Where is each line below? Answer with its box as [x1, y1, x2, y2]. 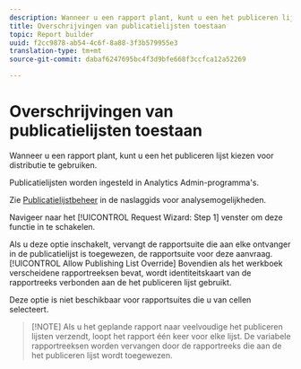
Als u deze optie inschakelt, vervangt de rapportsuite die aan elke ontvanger [9, 239, 291, 250]
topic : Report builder [9, 30, 94, 39]
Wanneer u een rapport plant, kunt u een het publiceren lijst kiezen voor [9, 150, 274, 161]
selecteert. [9, 303, 49, 314]
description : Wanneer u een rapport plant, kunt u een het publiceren [9, 13, 279, 22]
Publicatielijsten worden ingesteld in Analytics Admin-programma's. [9, 177, 260, 188]
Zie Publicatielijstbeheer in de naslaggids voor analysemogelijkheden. [9, 194, 267, 205]
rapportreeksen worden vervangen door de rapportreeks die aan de [30, 340, 282, 351]
